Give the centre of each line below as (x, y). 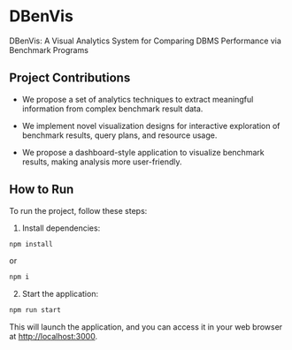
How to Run (42, 190)
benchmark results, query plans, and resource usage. (119, 135)
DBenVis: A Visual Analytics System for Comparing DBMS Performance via (145, 41)
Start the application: (60, 294)
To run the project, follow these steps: (78, 210)
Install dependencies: (61, 228)
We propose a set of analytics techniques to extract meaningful (138, 99)
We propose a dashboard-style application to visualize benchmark (143, 152)
